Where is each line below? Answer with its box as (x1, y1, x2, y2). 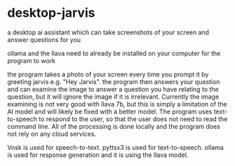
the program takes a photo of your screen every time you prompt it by (7, 70, 209, 78)
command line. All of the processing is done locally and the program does (7, 122, 221, 130)
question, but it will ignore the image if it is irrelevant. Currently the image (7, 92, 220, 101)
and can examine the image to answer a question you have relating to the (7, 85, 219, 93)
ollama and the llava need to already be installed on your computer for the (7, 49, 221, 57)
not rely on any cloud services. (7, 130, 97, 138)
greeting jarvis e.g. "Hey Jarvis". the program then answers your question (7, 77, 220, 85)
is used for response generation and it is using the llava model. (7, 151, 189, 159)
